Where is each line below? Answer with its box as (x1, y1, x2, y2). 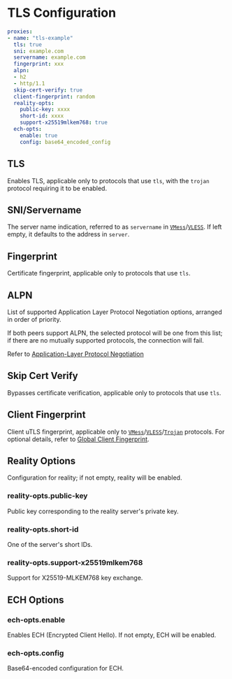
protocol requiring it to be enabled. (7, 184, 107, 192)
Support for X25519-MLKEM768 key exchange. (7, 573, 143, 582)
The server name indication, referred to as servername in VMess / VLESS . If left (7, 222, 222, 231)
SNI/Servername (7, 204, 82, 216)
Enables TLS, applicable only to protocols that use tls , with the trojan (7, 176, 210, 185)
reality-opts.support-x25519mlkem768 (7, 557, 143, 567)
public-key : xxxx (20, 106, 71, 113)
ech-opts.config (7, 648, 64, 658)
